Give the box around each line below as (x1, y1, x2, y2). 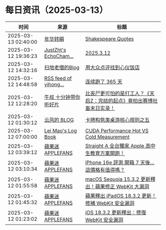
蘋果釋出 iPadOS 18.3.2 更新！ (85, 192, 157, 199)
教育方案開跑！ (90, 150, 125, 156)
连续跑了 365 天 (85, 78, 123, 85)
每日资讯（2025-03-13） (5, 4, 108, 16)
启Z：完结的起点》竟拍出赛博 (85, 97, 153, 104)
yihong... (44, 81, 64, 88)
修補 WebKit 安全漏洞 (85, 199, 135, 206)
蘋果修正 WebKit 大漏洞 (95, 183, 150, 190)
